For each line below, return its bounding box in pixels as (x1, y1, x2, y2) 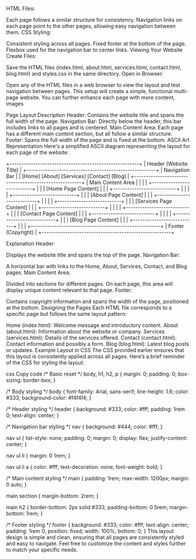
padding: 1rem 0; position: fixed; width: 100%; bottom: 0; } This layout (6, 527, 174, 534)
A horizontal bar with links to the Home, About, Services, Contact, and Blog (6, 263, 187, 270)
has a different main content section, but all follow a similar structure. (6, 130, 173, 137)
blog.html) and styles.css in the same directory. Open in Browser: (6, 70, 164, 77)
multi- (173, 88, 188, 94)
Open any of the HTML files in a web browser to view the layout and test (6, 81, 180, 88)
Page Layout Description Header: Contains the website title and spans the (6, 111, 184, 118)
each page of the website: (6, 149, 69, 156)
